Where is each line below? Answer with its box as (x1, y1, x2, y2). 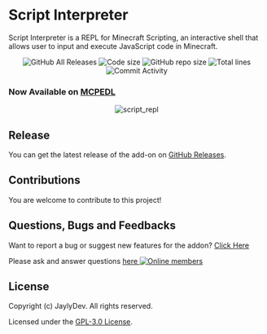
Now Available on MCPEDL (8, 86, 116, 97)
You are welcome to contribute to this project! (8, 195, 162, 204)
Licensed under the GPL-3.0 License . (8, 317, 133, 327)
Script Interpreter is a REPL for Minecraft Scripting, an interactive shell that (8, 33, 259, 42)
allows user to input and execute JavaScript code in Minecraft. (8, 41, 218, 51)
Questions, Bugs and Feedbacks (8, 218, 177, 233)
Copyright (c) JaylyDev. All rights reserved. (8, 301, 153, 311)
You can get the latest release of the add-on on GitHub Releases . (8, 150, 226, 160)
